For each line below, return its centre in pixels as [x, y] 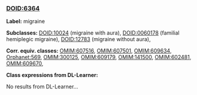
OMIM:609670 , [25, 63]
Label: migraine [25, 22]
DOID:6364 [23, 8]
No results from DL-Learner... [42, 87]
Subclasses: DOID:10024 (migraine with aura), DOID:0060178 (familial [93, 33]
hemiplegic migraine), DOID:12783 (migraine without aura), [78, 39]
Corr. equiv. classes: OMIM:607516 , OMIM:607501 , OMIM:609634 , [89, 51]
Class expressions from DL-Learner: [52, 75]
